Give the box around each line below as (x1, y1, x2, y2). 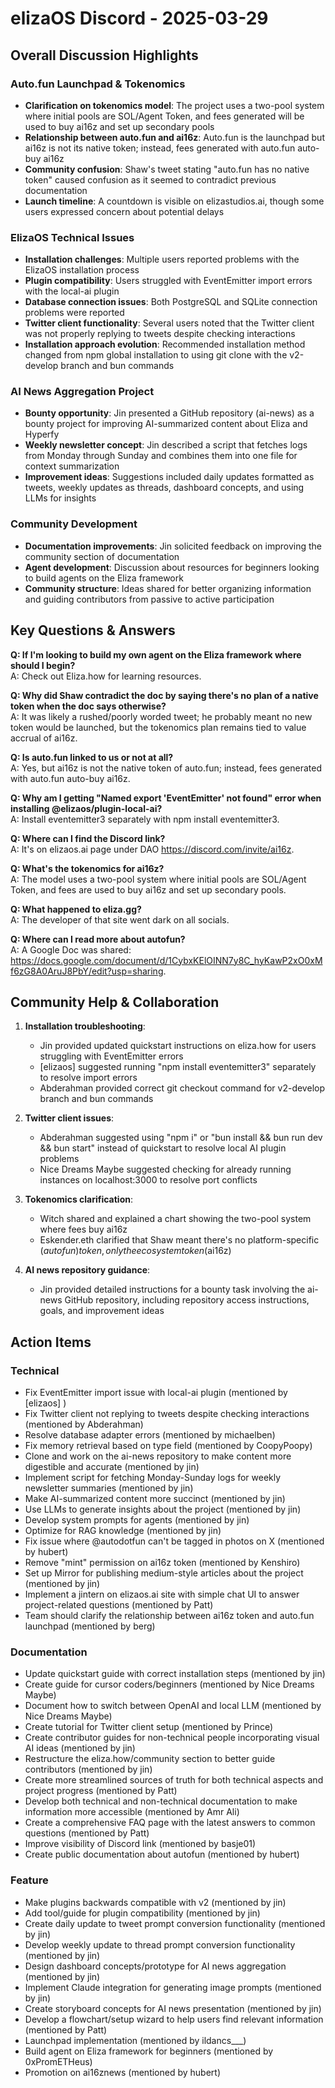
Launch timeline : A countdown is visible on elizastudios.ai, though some (24, 195, 325, 207)
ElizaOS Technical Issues (10, 230, 135, 244)
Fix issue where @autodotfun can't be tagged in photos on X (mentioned (24, 1535, 325, 1547)
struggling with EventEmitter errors (39, 1050, 184, 1062)
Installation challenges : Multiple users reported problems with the (24, 253, 300, 266)
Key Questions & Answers (10, 622, 176, 639)
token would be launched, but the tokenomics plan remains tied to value (10, 721, 307, 733)
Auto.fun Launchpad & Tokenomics (10, 77, 186, 91)
